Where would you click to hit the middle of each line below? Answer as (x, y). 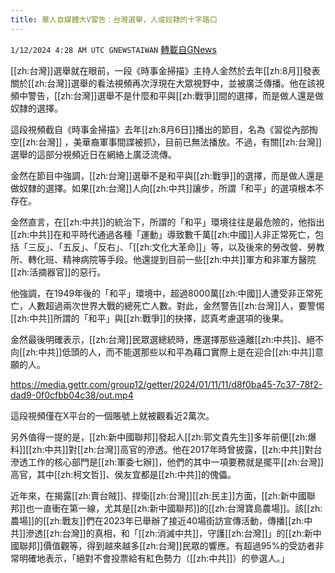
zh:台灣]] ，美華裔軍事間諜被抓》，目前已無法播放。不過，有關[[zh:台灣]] (173, 142)
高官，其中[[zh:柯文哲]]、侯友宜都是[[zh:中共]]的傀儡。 (123, 474)
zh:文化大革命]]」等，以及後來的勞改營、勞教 (232, 247)
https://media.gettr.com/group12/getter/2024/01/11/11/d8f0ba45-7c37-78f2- (166, 384)
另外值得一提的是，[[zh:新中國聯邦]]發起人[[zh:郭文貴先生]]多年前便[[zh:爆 (163, 437)
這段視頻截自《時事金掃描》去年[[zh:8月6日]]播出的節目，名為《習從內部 (160, 129)
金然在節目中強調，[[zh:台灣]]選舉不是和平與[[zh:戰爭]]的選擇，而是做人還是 (167, 175)
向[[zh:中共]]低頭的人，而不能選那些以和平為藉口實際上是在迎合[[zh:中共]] (162, 352)
